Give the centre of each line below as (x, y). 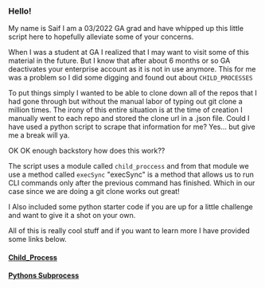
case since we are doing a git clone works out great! (94, 192)
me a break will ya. (39, 135)
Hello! (20, 11)
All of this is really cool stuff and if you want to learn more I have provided (129, 231)
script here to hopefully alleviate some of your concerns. (101, 37)
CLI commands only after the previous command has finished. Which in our (132, 183)
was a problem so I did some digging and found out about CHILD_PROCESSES (131, 78)
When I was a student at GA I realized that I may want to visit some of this (129, 53)
